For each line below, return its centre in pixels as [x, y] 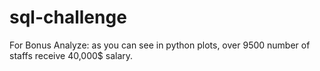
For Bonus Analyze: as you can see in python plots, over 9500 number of [160, 45]
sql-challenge [68, 17]
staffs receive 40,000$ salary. [71, 55]
